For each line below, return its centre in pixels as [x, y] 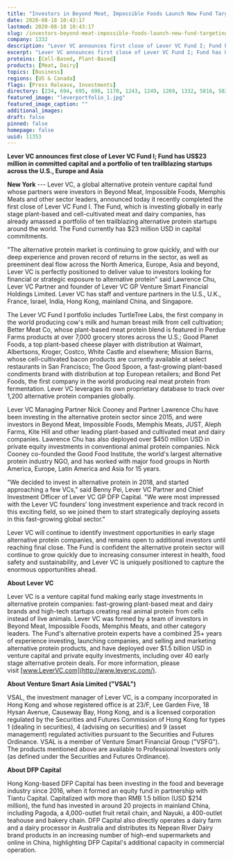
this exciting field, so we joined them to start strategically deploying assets [114, 512]
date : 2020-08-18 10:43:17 [46, 20]
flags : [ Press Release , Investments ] [62, 85]
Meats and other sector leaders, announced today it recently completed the [115, 200]
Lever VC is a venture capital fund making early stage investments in [105, 597]
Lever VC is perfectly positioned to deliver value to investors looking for [109, 272]
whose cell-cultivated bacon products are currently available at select [107, 360]
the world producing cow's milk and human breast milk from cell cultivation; [115, 322]
